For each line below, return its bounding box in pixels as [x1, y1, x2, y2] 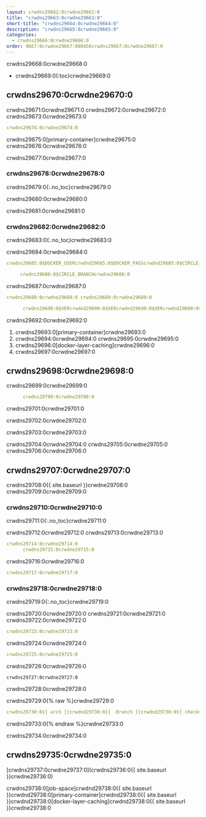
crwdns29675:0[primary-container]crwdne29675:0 [6, 136, 136, 143]
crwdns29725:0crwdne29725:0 [6, 652, 78, 658]
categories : [6, 32, 37, 38]
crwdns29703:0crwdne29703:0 [6, 429, 87, 436]
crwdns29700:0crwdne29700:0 [22, 394, 95, 400]
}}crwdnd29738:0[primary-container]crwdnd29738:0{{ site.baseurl [6, 791, 177, 799]
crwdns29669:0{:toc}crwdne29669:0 [15, 72, 111, 79]
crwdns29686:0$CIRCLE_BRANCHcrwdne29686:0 [20, 272, 131, 278]
